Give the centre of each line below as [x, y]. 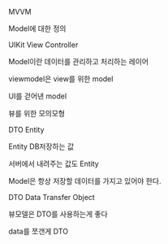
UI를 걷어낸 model [38, 96]
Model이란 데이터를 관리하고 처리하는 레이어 [78, 61]
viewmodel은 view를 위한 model [61, 79]
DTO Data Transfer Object [52, 197]
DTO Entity [26, 130]
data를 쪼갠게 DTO [39, 231]
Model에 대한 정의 [37, 28]
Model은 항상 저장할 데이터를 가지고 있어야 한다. [85, 181]
